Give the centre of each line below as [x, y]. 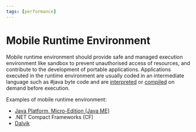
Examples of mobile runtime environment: [56, 99]
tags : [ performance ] [31, 11]
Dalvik [22, 123]
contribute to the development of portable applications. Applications [89, 69]
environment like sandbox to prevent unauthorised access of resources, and [98, 63]
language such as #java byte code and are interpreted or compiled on [90, 82]
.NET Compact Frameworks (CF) [54, 117]
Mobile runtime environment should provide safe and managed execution [94, 57]
